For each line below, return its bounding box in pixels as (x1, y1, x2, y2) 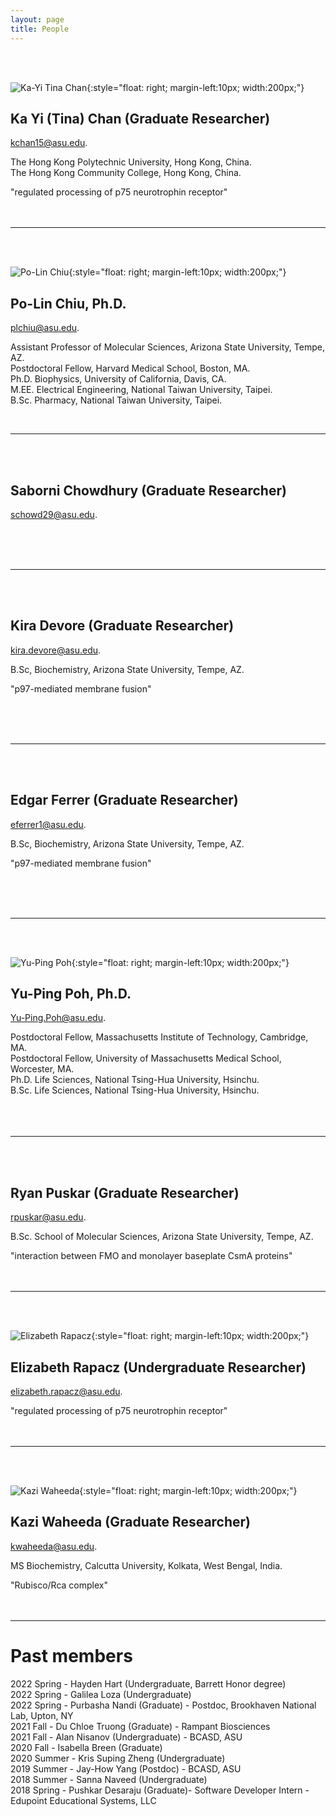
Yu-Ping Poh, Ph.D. (10, 985, 132, 1002)
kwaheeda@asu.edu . (10, 1540, 98, 1552)
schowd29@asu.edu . (10, 508, 98, 520)
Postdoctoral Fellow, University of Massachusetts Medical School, (10, 1052, 282, 1065)
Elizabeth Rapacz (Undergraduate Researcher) (10, 1359, 307, 1376)
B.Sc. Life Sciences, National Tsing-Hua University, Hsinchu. (10, 1084, 260, 1096)
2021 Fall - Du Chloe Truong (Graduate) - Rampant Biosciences (10, 1720, 271, 1732)
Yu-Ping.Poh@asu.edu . (10, 1012, 107, 1024)
